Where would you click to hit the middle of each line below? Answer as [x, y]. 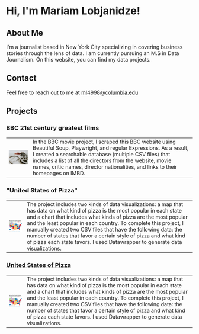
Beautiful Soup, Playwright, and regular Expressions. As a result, [110, 148]
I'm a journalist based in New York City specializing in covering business [94, 47]
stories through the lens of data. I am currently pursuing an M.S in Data [93, 53]
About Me [25, 33]
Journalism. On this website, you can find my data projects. [78, 60]
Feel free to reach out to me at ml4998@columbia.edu [72, 92]
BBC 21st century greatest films [53, 128]
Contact [21, 78]
